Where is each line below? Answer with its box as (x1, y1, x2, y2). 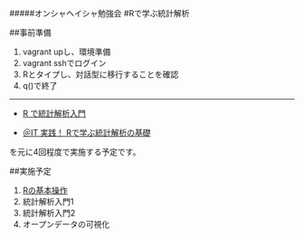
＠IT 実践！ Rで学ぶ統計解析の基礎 (22, 128, 151, 138)
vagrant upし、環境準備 (22, 46, 111, 57)
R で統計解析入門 (22, 108, 86, 119)
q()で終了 (22, 81, 58, 90)
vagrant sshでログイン (22, 58, 107, 68)
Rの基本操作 (22, 185, 68, 195)
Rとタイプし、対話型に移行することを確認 (22, 69, 179, 80)
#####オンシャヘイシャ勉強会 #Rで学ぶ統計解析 (9, 8, 190, 18)
